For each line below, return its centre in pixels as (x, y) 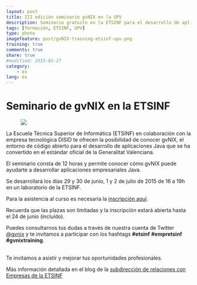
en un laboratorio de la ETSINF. (44, 187)
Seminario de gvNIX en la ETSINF (88, 106)
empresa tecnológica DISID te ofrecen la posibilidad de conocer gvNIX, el (95, 140)
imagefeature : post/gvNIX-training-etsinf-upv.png (69, 39)
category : (18, 66)
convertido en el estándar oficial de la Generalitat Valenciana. (80, 152)
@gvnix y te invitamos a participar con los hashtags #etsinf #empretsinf (94, 234)
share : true (21, 55)
